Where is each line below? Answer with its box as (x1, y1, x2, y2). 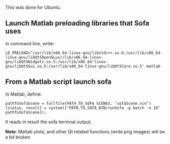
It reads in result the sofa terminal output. (5, 119, 92, 125)
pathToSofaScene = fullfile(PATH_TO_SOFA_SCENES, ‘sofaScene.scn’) (5, 101, 152, 106)
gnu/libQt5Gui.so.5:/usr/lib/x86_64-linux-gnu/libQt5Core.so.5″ (5, 64, 145, 69)
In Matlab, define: (5, 91, 42, 97)
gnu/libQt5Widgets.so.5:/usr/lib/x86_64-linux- (5, 59, 108, 64)
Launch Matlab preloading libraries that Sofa (5, 19, 150, 27)
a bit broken (5, 134, 31, 140)
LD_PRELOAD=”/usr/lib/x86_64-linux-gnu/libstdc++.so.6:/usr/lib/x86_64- (5, 50, 163, 55)
